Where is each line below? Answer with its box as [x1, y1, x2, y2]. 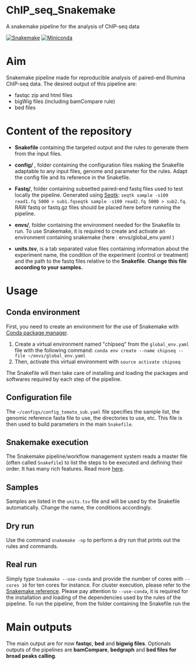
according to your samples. [14, 264, 83, 271]
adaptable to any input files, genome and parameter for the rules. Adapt [14, 167, 188, 174]
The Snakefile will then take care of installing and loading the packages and [6, 369, 188, 376]
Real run [6, 560, 37, 570]
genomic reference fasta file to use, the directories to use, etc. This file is [6, 414, 183, 421]
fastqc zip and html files [14, 91, 73, 98]
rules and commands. [6, 543, 59, 550]
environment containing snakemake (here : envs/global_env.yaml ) [14, 233, 174, 240]
